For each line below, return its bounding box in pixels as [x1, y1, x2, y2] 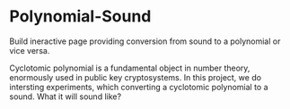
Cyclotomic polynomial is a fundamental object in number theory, [9, 63, 250, 73]
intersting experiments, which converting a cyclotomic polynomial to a [9, 81, 268, 92]
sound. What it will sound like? [9, 91, 122, 102]
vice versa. [9, 45, 50, 55]
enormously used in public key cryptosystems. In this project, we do [9, 71, 262, 82]
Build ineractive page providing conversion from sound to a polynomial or [9, 36, 281, 46]
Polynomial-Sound [9, 6, 152, 27]
